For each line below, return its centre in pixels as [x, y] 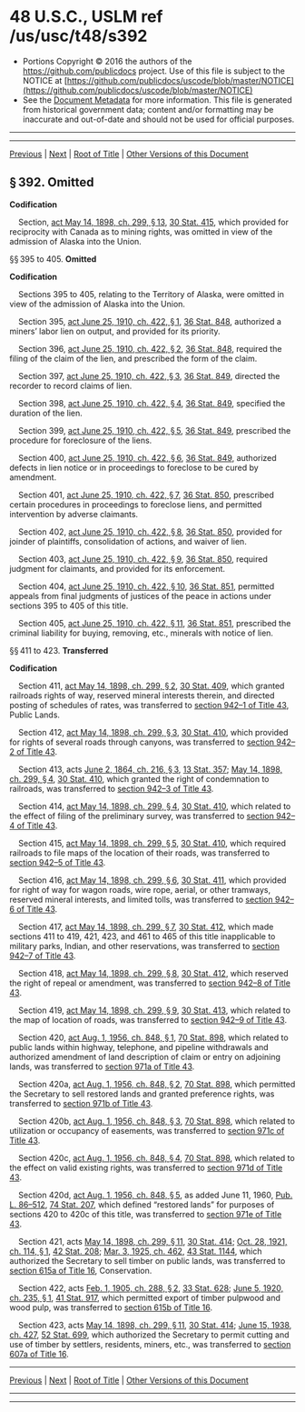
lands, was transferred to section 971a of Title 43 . [102, 1067]
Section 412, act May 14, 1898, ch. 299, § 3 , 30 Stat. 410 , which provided [153, 732]
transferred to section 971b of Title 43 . [81, 1103]
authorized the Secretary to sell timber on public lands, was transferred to [148, 1260]
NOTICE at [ [45, 80]
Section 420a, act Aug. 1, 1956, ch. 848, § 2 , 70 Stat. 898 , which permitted [157, 1084]
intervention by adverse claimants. [74, 514]
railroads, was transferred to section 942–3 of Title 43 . [112, 788]
